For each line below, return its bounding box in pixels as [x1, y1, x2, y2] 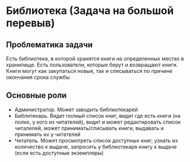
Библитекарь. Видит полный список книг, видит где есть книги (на [14, 112, 181, 119]
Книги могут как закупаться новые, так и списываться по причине [6, 68, 173, 74]
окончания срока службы [6, 74, 70, 80]
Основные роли [6, 90, 67, 100]
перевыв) [6, 16, 55, 30]
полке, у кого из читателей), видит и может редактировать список [14, 118, 181, 125]
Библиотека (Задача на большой [6, 4, 174, 17]
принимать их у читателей [14, 131, 80, 138]
